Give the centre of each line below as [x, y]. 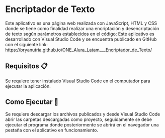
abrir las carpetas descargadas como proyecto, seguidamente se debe [79, 119]
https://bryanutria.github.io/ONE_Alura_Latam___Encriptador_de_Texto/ [79, 50]
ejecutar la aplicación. [28, 86]
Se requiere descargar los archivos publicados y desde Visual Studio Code [83, 114]
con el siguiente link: [26, 44]
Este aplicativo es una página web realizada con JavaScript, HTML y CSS [81, 23]
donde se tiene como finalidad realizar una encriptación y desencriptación [82, 28]
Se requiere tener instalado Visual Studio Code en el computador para [78, 81]
